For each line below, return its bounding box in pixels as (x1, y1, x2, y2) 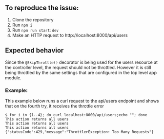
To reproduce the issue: (5, 4, 79, 12)
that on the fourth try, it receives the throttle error (5, 103, 104, 109)
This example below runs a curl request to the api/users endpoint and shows (5, 98, 160, 104)
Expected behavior (5, 46, 64, 55)
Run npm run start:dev (12, 27, 59, 33)
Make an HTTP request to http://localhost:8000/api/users (12, 32, 128, 38)
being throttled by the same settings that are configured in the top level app (5, 69, 157, 75)
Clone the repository (12, 17, 54, 22)
